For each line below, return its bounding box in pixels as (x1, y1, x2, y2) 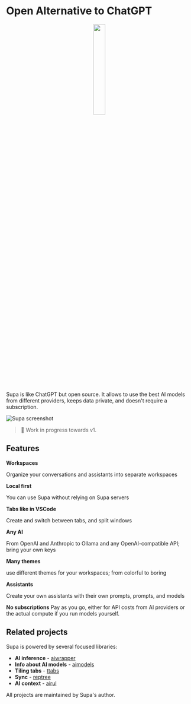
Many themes (6, 557, 41, 565)
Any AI (6, 528, 24, 535)
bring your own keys (6, 546, 56, 553)
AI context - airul (14, 680, 57, 687)
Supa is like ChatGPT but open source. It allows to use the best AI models (6, 391, 185, 398)
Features (6, 443, 40, 454)
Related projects (6, 627, 68, 638)
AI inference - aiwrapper (14, 654, 76, 661)
